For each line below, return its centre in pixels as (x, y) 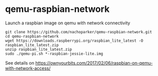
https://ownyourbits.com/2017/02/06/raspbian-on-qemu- (94, 63)
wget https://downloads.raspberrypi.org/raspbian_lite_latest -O (74, 41)
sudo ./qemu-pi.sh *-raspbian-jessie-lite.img (54, 54)
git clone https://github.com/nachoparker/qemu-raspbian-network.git (79, 32)
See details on (20, 63)
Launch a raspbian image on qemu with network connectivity (68, 23)
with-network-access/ (28, 68)
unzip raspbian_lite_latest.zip (39, 49)
